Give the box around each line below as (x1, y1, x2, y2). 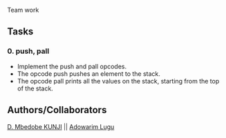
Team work (7, 6, 39, 14)
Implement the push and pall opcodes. (17, 62, 127, 70)
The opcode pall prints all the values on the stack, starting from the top (17, 77, 220, 85)
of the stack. (17, 84, 53, 92)
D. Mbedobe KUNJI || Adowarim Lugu (7, 122, 115, 130)
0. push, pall (7, 46, 50, 56)
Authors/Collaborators (7, 104, 107, 116)
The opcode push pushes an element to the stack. (17, 69, 161, 78)
